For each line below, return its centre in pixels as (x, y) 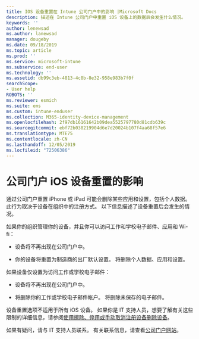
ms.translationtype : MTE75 (40, 134)
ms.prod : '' (21, 56)
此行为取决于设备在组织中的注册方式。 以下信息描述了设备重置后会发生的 (95, 207)
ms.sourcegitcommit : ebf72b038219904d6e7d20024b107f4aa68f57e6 (86, 128)
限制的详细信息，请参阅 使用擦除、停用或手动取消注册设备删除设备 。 (89, 318)
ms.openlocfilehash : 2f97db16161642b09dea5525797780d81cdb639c (86, 123)
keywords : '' (22, 23)
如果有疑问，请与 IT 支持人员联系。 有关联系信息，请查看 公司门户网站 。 (94, 330)
